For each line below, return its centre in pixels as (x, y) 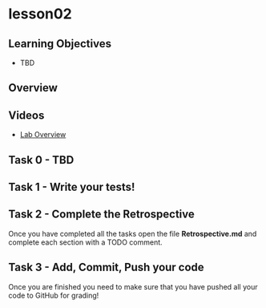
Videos (26, 115)
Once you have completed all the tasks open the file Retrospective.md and (133, 233)
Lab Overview (43, 135)
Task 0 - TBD (41, 160)
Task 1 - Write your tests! (72, 186)
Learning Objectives (60, 44)
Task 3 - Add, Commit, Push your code (106, 267)
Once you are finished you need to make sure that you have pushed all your (133, 286)
